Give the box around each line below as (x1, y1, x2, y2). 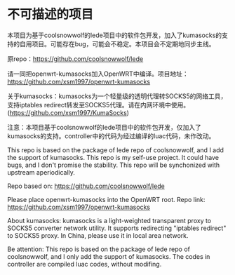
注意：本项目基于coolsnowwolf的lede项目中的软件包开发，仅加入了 (7, 123, 201, 131)
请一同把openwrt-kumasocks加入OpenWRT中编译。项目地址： (7, 69, 189, 78)
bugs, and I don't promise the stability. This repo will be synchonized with (7, 161, 220, 169)
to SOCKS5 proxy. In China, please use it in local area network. (7, 231, 189, 239)
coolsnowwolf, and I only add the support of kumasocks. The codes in (7, 252, 210, 260)
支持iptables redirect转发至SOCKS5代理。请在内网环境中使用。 (7, 100, 190, 109)
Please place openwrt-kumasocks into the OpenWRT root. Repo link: (7, 195, 206, 203)
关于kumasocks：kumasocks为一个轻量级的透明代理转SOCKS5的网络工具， (7, 92, 227, 100)
